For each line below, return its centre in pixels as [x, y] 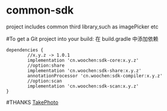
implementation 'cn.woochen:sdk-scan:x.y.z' [83, 86]
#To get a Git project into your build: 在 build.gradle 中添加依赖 [82, 38]
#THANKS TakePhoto [32, 102]
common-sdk [40, 10]
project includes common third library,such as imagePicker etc [82, 27]
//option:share [46, 66]
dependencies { [25, 50]
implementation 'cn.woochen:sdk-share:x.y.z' [85, 71]
